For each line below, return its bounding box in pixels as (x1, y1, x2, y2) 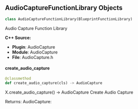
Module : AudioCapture (12, 49, 58, 55)
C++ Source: (5, 35, 31, 41)
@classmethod (5, 76, 31, 81)
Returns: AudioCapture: (5, 98, 52, 104)
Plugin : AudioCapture (12, 44, 55, 50)
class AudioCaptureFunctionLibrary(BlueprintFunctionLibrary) (5, 16, 133, 21)
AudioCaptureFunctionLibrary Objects (5, 4, 123, 12)
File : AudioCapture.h (12, 54, 54, 60)
